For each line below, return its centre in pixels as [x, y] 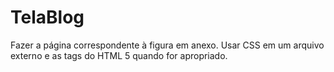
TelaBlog [47, 17]
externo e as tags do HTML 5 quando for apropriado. [119, 55]
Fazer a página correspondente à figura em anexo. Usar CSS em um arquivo [167, 45]
